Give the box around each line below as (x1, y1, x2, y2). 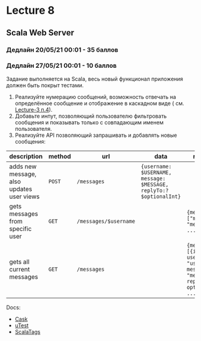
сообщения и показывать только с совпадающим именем (14, 118, 164, 126)
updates (9, 184, 32, 193)
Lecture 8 (6, 4, 55, 17)
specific (9, 225, 32, 233)
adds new (9, 162, 37, 170)
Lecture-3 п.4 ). (14, 106, 53, 113)
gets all (9, 258, 30, 266)
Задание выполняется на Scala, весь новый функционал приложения (6, 75, 184, 82)
